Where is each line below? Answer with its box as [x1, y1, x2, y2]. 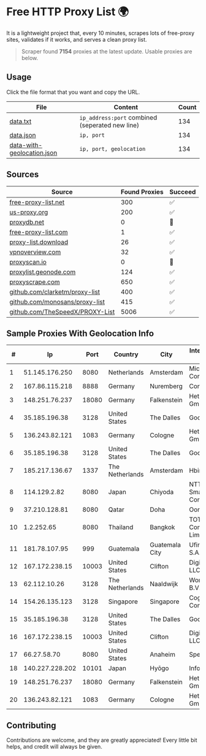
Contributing [6, 720, 56, 730]
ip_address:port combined [79, 113, 158, 121]
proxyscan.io [9, 258, 47, 266]
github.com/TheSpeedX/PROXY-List [9, 307, 115, 316]
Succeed [169, 188, 196, 196]
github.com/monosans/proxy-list [9, 297, 105, 306]
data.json [9, 131, 36, 139]
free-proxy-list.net [9, 197, 65, 206]
